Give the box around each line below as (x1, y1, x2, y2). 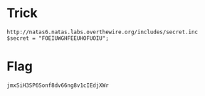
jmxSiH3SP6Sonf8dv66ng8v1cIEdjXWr (6, 82, 110, 89)
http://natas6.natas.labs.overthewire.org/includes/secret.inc (6, 28, 199, 36)
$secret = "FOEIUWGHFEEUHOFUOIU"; (6, 34, 110, 42)
